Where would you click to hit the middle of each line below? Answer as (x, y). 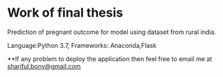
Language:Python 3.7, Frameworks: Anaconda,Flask (82, 45)
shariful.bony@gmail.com (44, 66)
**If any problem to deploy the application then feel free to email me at (110, 59)
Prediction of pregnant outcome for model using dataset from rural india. (112, 32)
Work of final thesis (65, 13)
